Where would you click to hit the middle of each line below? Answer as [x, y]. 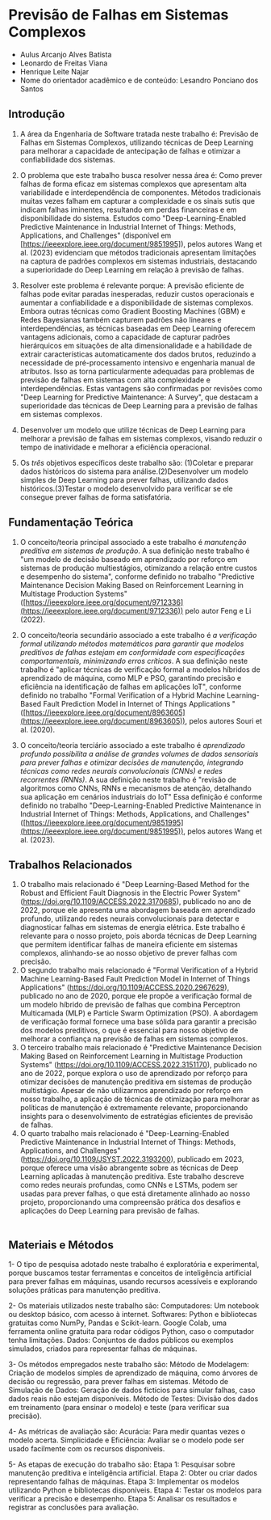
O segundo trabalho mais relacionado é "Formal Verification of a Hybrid [139, 970]
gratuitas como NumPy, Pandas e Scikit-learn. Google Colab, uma [118, 1323]
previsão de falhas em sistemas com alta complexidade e [115, 380]
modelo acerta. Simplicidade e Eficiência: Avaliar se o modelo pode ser [126, 1440]
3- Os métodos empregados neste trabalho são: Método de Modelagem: [129, 1365]
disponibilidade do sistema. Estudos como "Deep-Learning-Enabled [133, 218]
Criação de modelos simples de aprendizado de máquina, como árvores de [133, 1373]
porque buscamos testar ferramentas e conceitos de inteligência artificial [130, 1273]
